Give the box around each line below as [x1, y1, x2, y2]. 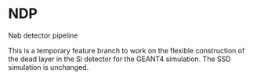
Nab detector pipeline [8, 31, 78, 40]
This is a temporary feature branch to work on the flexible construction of [8, 45, 245, 55]
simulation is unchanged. [8, 62, 89, 71]
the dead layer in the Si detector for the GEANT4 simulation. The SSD [8, 54, 231, 64]
